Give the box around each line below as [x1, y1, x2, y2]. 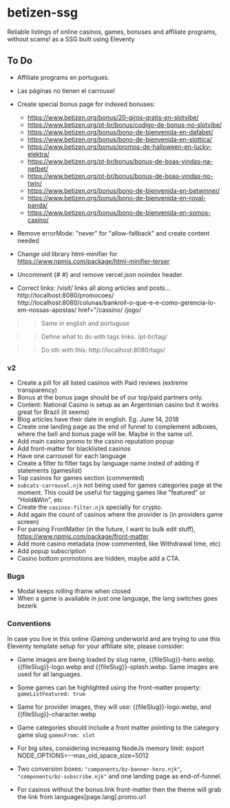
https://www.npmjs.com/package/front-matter [17, 532, 149, 541]
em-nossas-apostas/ [17, 305, 77, 314]
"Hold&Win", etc [17, 496, 63, 504]
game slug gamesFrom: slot [17, 730, 95, 738]
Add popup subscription [17, 547, 86, 555]
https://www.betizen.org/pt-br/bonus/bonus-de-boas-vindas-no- [27, 172, 213, 180]
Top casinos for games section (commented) [17, 474, 145, 482]
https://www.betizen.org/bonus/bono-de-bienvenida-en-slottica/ [27, 135, 212, 143]
